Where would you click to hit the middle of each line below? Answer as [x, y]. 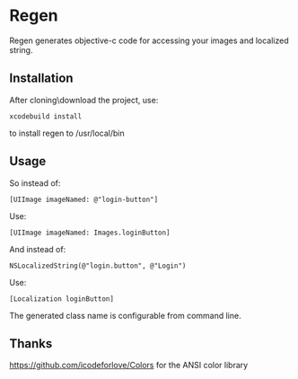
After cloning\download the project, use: [84, 100]
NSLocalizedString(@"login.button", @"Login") [98, 266]
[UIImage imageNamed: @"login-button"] [84, 199]
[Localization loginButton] [62, 299]
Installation [41, 79]
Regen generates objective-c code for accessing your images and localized [149, 40]
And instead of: [38, 249]
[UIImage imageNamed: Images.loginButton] [90, 233]
